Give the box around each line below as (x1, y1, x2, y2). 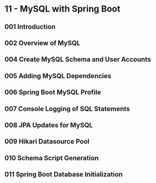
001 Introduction (4, 23, 56, 31)
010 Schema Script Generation (4, 154, 99, 162)
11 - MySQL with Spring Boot (4, 3, 121, 14)
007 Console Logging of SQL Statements (4, 105, 130, 113)
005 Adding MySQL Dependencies (4, 71, 112, 80)
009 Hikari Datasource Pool (4, 138, 90, 146)
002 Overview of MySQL (4, 39, 81, 47)
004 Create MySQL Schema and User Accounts (4, 56, 151, 64)
